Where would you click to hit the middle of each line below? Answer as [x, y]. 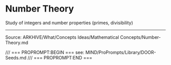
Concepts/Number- [141, 37]
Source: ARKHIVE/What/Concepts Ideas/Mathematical [62, 37]
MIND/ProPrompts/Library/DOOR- [121, 52]
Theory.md [17, 42]
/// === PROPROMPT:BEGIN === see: [45, 52]
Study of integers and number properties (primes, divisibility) [69, 23]
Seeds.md [16, 57]
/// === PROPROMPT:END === [60, 57]
